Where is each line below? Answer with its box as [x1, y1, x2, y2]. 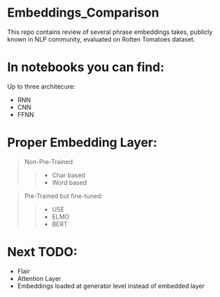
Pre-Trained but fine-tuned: [24, 192, 103, 200]
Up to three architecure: [7, 82, 76, 91]
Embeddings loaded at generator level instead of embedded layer [17, 282, 205, 290]
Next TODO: [7, 244, 78, 260]
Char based [51, 171, 85, 179]
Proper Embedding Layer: [7, 135, 158, 150]
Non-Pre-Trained [24, 157, 73, 165]
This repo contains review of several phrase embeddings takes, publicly [7, 28, 213, 36]
